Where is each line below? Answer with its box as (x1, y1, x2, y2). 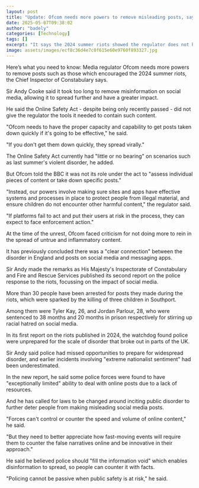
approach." (6, 445, 34, 452)
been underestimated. (6, 362, 60, 369)
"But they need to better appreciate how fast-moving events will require (6, 433, 181, 440)
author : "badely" (6, 25, 49, 31)
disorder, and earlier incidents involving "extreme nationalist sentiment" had (6, 355, 191, 362)
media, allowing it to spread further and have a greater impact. (6, 94, 159, 101)
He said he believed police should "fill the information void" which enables (6, 457, 188, 464)
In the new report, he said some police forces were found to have (6, 373, 166, 380)
